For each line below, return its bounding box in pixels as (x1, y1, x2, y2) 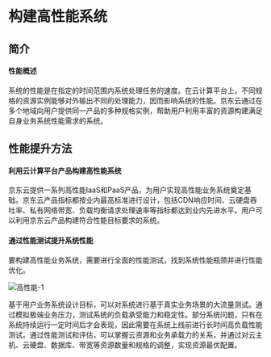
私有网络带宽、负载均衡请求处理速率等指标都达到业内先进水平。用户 (29, 205, 256, 215)
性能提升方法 (8, 142, 73, 156)
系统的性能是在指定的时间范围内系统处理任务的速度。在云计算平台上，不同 (8, 86, 256, 95)
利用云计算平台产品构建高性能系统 (8, 166, 122, 175)
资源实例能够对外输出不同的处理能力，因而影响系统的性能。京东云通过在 (22, 95, 263, 105)
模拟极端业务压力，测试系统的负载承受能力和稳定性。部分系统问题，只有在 (15, 309, 263, 319)
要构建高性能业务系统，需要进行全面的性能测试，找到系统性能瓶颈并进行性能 (8, 255, 263, 265)
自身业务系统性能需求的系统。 (8, 115, 107, 125)
